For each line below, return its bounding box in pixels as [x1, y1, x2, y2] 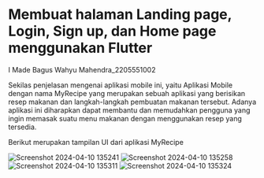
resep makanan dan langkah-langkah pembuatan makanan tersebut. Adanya [8, 97, 257, 106]
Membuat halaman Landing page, [8, 6, 232, 24]
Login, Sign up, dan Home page [8, 22, 217, 40]
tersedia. [8, 122, 37, 132]
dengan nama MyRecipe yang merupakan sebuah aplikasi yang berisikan [8, 88, 246, 98]
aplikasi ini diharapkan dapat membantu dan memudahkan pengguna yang [8, 105, 251, 115]
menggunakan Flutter [8, 39, 153, 57]
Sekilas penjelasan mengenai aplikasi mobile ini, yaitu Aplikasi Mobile [8, 80, 233, 90]
